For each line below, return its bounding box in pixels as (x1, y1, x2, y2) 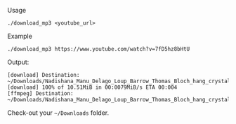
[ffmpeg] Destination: (7, 90, 74, 97)
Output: (7, 58, 29, 66)
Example (7, 32, 33, 40)
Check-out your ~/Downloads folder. (7, 108, 110, 117)
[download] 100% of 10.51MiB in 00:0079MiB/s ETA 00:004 (7, 84, 178, 91)
